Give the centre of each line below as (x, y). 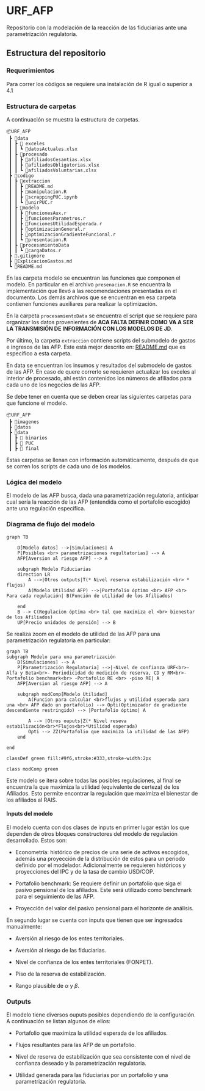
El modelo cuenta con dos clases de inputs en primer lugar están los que (98, 827)
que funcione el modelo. (37, 403)
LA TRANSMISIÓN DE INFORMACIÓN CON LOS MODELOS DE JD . (89, 328)
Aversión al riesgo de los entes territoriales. (70, 938)
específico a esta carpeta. (39, 353)
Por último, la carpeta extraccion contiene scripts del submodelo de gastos (101, 340)
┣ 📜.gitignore (27, 256)
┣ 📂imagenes (24, 422)
